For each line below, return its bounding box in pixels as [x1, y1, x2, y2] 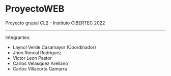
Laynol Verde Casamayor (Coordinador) [12, 44, 97, 50]
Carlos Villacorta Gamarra [12, 65, 67, 71]
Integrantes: [5, 34, 31, 41]
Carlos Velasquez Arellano [12, 60, 68, 66]
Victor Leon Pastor [12, 55, 52, 61]
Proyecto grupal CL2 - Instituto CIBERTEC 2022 [5, 20, 105, 26]
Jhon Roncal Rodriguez [12, 49, 62, 56]
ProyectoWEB [5, 3, 65, 15]
